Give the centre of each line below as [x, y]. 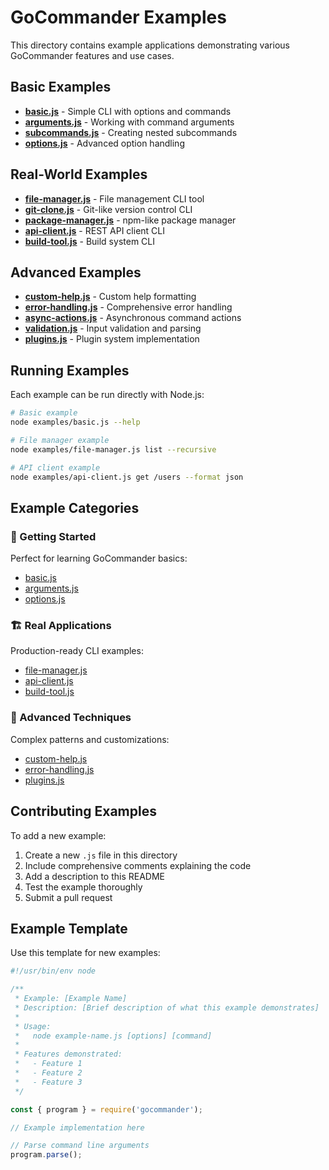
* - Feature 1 [48, 1064]
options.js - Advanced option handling [104, 143]
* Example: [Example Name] [71, 999]
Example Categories [75, 507]
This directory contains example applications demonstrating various [150, 45]
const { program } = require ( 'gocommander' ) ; [106, 1109]
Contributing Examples [83, 811]
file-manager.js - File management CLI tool [114, 198]
